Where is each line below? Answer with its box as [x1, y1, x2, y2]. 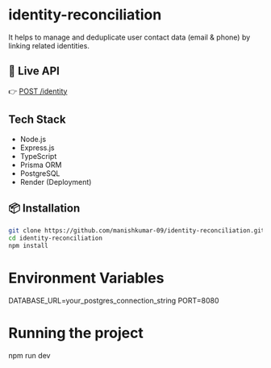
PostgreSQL [19, 168, 60, 178]
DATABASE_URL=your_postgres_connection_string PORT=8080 [8, 295, 219, 305]
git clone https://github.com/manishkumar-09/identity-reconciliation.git [8, 227, 265, 235]
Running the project [8, 324, 144, 342]
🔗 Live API [8, 65, 60, 78]
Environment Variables [8, 269, 165, 287]
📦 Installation [8, 201, 81, 215]
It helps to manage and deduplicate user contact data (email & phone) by [8, 32, 251, 42]
